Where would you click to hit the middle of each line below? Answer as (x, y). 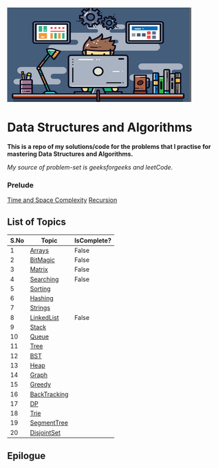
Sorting (40, 288)
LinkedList (45, 317)
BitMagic (42, 260)
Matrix (39, 269)
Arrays (40, 250)
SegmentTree (49, 423)
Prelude (21, 185)
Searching (44, 279)
